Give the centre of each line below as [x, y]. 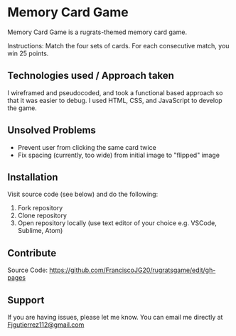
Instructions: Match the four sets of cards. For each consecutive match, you [118, 45]
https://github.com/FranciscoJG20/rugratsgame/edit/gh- [133, 270]
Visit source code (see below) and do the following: [83, 194]
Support [26, 300]
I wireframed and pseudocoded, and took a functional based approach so [115, 92]
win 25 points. [28, 53]
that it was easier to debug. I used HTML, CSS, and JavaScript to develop [115, 100]
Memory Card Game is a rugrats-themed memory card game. [97, 32]
